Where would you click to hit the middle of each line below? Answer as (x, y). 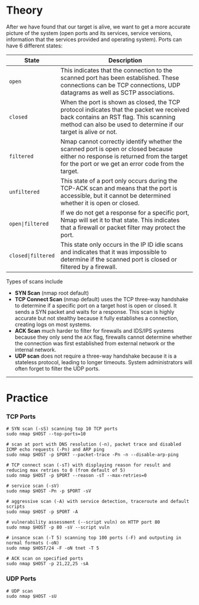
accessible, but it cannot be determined (115, 195)
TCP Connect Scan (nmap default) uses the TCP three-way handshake (101, 299)
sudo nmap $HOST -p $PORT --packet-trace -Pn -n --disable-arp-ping (92, 455)
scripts (16, 507)
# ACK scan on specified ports (45, 559)
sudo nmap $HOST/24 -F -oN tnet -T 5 (53, 548)
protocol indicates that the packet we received (125, 109)
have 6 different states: (34, 46)
